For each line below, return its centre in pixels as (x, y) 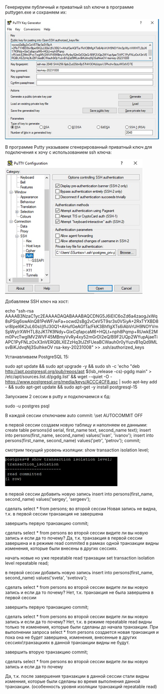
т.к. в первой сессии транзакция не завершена (54, 514)
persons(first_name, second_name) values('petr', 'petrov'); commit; (73, 441)
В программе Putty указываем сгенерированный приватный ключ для (79, 147)
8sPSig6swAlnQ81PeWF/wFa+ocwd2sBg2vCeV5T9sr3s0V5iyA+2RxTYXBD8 (82, 321)
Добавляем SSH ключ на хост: (37, 302)
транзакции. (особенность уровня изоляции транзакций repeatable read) (81, 687)
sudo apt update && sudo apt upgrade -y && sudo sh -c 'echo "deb (72, 366)
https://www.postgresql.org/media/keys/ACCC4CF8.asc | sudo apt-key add (81, 382)
